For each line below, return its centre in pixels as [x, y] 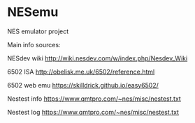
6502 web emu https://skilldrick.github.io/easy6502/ [83, 85]
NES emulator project [38, 31]
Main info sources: [34, 44]
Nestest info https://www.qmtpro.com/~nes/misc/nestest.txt [94, 99]
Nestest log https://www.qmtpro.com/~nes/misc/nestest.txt [93, 112]
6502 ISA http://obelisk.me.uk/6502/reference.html [81, 72]
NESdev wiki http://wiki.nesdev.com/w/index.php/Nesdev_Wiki [97, 58]
